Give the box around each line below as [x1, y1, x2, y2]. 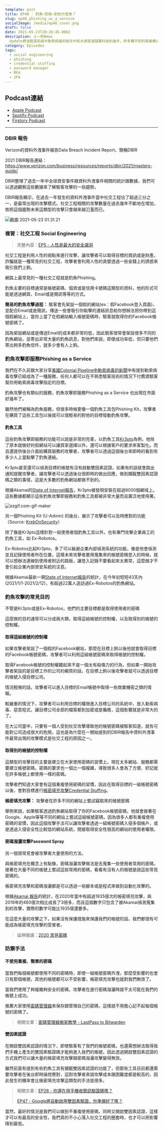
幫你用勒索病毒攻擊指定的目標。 [5, 380, 69, 385]
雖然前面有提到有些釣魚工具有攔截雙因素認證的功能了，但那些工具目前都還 [5, 1065, 154, 1071]
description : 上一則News [5, 34, 53, 39]
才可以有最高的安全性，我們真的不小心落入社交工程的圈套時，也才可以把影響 [5, 1114, 158, 1120]
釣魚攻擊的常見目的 [5, 593, 50, 600]
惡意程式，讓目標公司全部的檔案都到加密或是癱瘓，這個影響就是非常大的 [13, 707, 158, 713]
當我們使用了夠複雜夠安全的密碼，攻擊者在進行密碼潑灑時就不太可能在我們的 [5, 986, 158, 992]
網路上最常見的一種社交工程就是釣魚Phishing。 [5, 275, 99, 281]
